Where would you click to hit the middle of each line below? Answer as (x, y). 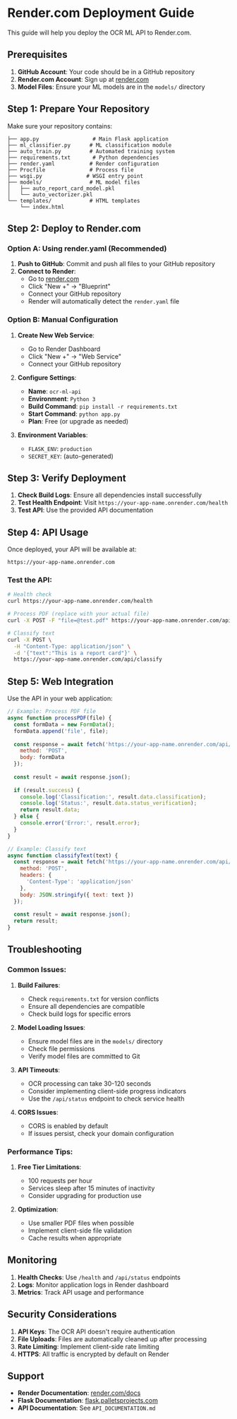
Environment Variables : (53, 435)
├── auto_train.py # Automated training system (91, 151)
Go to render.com (54, 279)
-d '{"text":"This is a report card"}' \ (75, 653)
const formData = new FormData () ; (64, 724)
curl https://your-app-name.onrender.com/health (80, 601)
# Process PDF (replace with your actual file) (79, 614)
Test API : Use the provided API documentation (85, 510)
